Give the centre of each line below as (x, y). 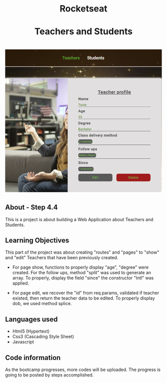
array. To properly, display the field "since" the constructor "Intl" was (83, 278)
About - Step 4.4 (32, 207)
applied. (21, 283)
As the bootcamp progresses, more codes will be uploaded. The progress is (83, 370)
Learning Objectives (37, 240)
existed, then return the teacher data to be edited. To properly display (83, 298)
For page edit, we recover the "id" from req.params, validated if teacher (86, 293)
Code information (33, 358)
